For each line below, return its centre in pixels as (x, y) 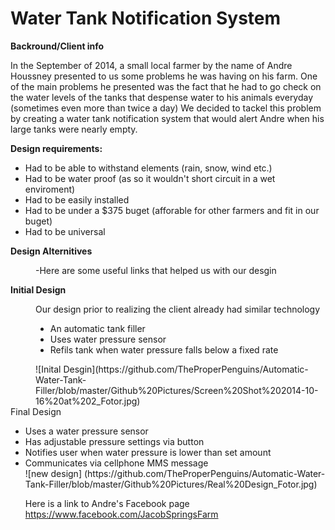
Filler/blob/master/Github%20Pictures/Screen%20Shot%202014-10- (177, 390)
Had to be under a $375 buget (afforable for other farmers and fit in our (172, 210)
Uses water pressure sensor (108, 339)
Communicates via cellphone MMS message (116, 463)
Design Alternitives (51, 251)
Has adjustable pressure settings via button (114, 441)
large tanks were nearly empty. (74, 129)
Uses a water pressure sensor (86, 431)
